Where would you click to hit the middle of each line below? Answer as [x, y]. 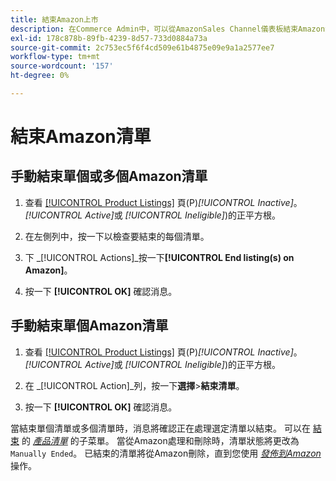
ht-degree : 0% [40, 76]
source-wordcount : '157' [62, 66]
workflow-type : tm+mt [55, 57]
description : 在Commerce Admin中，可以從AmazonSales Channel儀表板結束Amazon [168, 29]
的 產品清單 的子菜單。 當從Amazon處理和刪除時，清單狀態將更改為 [160, 440]
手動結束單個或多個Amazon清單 [109, 176]
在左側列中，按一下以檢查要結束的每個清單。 [117, 236]
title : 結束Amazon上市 [54, 19]
